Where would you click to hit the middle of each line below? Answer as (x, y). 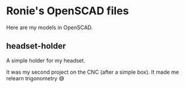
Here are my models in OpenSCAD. (50, 27)
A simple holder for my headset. (46, 60)
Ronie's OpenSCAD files (68, 11)
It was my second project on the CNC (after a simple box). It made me (92, 72)
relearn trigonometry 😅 (35, 78)
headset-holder (36, 46)
